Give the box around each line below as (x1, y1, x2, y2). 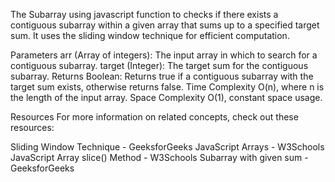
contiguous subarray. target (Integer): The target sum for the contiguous (10, 60, 309, 71)
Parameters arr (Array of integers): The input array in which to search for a (10, 49, 318, 61)
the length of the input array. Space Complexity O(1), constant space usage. (10, 92, 323, 103)
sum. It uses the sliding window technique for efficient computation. (10, 30, 290, 41)
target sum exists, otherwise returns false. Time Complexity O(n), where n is (10, 81, 325, 93)
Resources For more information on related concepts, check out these (10, 111, 299, 123)
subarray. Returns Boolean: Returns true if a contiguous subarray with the (10, 70, 314, 82)
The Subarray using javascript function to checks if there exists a (10, 9, 279, 20)
